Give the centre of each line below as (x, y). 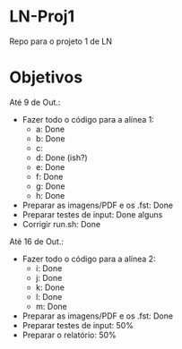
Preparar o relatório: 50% (69, 335)
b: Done (50, 138)
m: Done (51, 306)
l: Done (49, 296)
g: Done (50, 186)
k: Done (50, 287)
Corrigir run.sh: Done (61, 224)
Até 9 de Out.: (35, 102)
